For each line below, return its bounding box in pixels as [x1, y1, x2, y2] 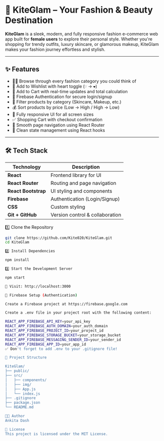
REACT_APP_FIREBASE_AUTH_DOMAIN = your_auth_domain [5, 324, 108, 329]
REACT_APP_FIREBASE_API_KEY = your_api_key [5, 319, 91, 324]
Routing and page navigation [50, 180, 117, 186]
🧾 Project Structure [5, 355, 47, 360]
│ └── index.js [5, 391, 41, 396]
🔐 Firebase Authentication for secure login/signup [12, 94, 112, 100]
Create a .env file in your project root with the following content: [5, 310, 152, 315]
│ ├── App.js [5, 386, 36, 392]
